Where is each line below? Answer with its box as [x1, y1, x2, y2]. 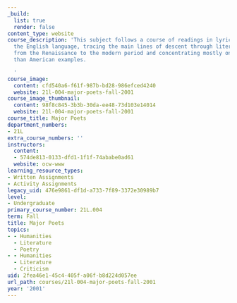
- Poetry [13, 246, 39, 253]
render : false [13, 23, 55, 30]
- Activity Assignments [7, 180, 78, 187]
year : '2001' [7, 285, 46, 292]
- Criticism [13, 266, 49, 273]
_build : [7, 10, 30, 18]
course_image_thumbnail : [7, 95, 80, 102]
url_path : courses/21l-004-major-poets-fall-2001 [7, 278, 157, 285]
